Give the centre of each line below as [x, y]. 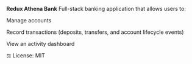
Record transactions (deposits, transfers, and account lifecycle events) [95, 32]
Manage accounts [29, 20]
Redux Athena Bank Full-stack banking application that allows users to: [96, 9]
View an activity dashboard [41, 44]
